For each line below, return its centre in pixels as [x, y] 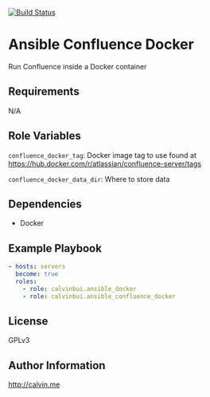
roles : [26, 281]
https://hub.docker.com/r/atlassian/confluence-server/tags [105, 163]
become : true [37, 274]
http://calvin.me [34, 385]
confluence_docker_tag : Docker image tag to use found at [102, 155]
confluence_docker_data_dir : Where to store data [89, 179]
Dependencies [45, 204]
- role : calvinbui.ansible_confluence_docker [99, 296]
